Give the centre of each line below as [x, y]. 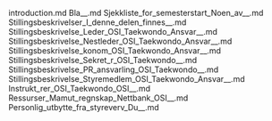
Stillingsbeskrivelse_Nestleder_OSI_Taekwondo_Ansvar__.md [120, 41]
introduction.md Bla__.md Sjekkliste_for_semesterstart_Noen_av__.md [136, 13]
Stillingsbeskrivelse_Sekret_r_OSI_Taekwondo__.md [103, 60]
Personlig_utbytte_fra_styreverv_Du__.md [84, 107]
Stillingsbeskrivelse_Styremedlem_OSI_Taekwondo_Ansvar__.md [127, 79]
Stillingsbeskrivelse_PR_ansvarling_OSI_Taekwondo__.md [114, 69]
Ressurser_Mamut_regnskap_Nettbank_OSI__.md [98, 98]
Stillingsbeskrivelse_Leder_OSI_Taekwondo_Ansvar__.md [113, 32]
